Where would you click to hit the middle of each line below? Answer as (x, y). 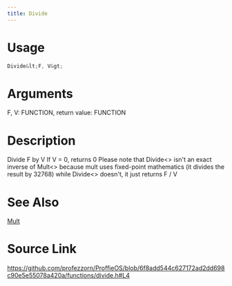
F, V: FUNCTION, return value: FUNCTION (67, 113)
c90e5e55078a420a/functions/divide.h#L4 (68, 276)
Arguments (40, 93)
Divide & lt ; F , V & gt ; (35, 66)
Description (41, 140)
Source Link (42, 249)
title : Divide (28, 13)
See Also (33, 202)
